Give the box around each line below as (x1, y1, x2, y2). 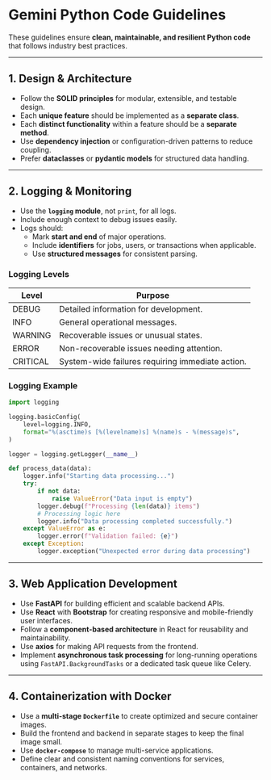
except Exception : (23, 539, 85, 548)
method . (19, 128, 50, 137)
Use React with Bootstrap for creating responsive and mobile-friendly (19, 607, 254, 617)
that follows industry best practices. (8, 40, 127, 50)
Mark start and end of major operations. (31, 232, 167, 241)
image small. (19, 736, 63, 746)
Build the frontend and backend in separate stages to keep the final (19, 728, 244, 738)
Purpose (135, 289, 170, 300)
